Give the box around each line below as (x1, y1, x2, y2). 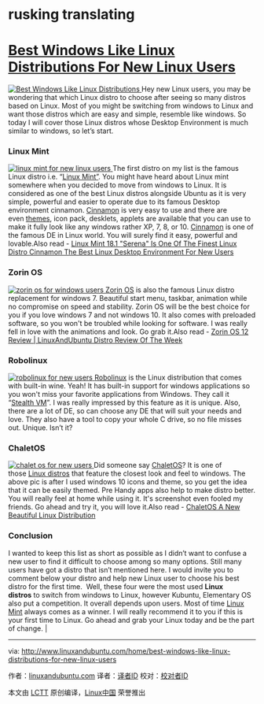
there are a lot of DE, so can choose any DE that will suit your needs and (8, 406, 242, 416)
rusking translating (8, 6, 135, 24)
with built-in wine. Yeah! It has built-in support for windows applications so (8, 381, 250, 391)
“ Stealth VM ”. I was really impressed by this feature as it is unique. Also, (8, 398, 241, 407)
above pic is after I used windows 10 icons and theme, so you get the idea (8, 477, 247, 487)
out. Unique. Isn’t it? (8, 423, 73, 432)
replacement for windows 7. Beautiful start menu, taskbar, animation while (8, 293, 247, 302)
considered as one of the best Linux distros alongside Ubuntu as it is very (8, 189, 247, 198)
